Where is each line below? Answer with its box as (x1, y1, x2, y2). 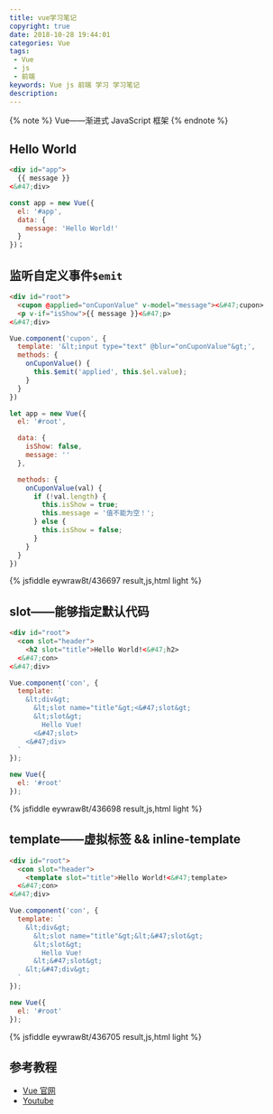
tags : (9, 47, 30, 56)
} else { (32, 517, 67, 527)
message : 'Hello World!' (25, 223, 119, 233)
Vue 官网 (22, 1085, 56, 1096)
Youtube (22, 1095, 54, 1107)
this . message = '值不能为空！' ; (41, 509, 155, 518)
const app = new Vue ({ (9, 198, 95, 208)
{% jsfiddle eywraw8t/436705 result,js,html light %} (9, 1031, 203, 1042)
